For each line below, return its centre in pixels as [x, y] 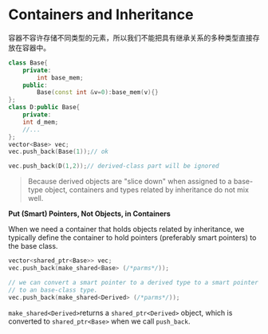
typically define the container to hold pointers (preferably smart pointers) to [132, 238]
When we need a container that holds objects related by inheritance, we [126, 230]
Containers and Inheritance [101, 15]
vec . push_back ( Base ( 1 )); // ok [59, 152]
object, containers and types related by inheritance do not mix [147, 190]
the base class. [33, 246]
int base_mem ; [60, 77]
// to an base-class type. [53, 290]
